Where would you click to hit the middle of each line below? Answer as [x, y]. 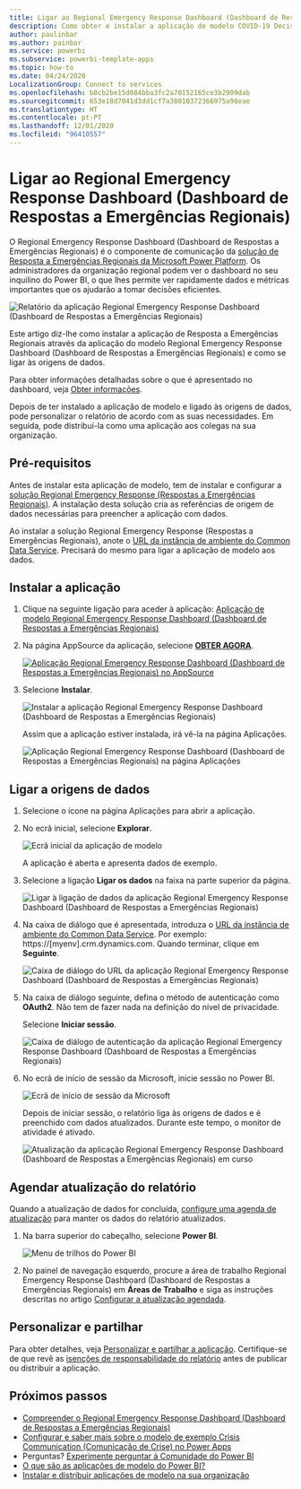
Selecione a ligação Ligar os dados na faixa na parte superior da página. [156, 881]
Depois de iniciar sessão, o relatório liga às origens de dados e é [142, 1113]
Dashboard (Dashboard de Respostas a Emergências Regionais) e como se [148, 353]
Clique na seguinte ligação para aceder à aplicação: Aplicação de [143, 609]
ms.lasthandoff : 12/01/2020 [62, 126]
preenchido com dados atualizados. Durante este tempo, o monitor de [151, 1123]
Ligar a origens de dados [80, 789]
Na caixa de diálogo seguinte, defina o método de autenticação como [150, 997]
